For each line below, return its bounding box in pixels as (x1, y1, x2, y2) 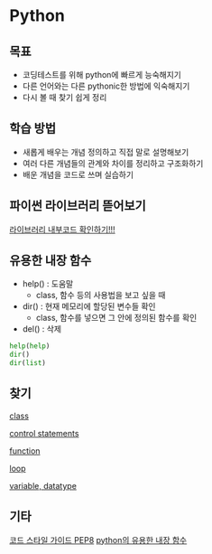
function (9, 445, 41, 456)
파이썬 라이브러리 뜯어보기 (9, 198, 146, 213)
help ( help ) (9, 342, 51, 351)
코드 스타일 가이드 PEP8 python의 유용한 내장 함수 (9, 534, 188, 545)
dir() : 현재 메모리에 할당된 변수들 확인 (22, 301, 156, 312)
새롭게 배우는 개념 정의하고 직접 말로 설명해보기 (22, 146, 189, 157)
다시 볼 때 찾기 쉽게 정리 (22, 92, 107, 102)
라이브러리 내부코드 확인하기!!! (9, 223, 115, 235)
